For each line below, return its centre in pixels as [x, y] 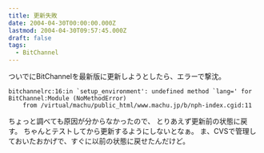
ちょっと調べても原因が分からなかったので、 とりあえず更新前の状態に [125, 121]
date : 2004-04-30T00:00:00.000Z [62, 23]
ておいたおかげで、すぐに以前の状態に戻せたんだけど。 [99, 141]
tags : [17, 45]
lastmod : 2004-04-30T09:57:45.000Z [68, 30]
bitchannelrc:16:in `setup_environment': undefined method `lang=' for [130, 92]
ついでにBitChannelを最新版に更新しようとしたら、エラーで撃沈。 [117, 76]
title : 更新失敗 [33, 16]
